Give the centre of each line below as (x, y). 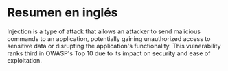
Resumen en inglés (62, 13)
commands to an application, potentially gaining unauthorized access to (109, 38)
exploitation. (25, 60)
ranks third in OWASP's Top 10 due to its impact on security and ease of (109, 53)
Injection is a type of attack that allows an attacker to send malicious (104, 31)
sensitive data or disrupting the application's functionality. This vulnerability (114, 46)
